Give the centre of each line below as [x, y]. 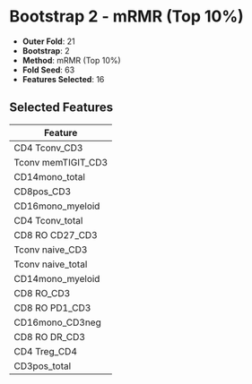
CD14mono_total [49, 176]
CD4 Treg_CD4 [46, 351]
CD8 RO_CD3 [42, 293]
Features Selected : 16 [63, 79]
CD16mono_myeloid [57, 206]
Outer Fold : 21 [48, 41]
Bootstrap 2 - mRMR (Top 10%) [126, 17]
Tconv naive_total [51, 264]
